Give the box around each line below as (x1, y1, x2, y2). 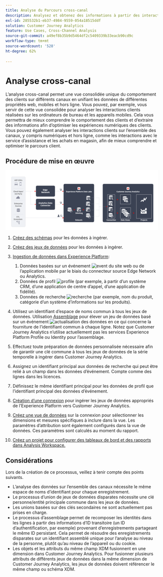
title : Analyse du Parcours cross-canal (5, 8, 89, 13)
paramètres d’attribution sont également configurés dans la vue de (12, 423, 146, 429)
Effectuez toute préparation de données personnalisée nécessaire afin (12, 344, 153, 349)
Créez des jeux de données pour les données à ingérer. (12, 244, 123, 250)
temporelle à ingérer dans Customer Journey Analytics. (12, 354, 123, 360)
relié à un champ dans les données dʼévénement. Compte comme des (12, 369, 152, 375)
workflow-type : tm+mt (5, 39, 49, 44)
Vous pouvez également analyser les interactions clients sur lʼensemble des (5, 128, 156, 133)
